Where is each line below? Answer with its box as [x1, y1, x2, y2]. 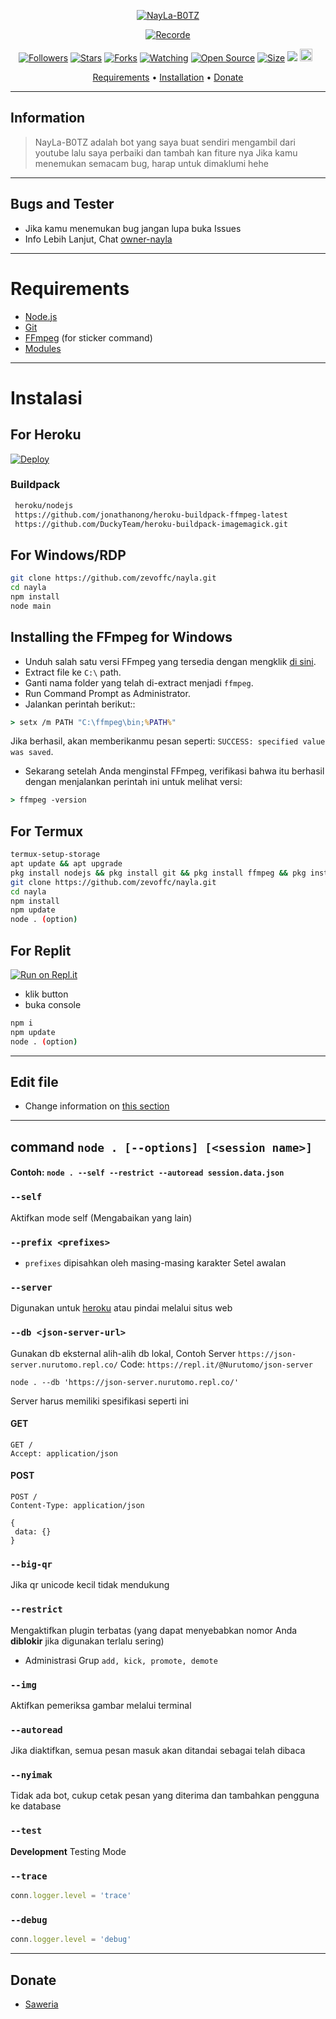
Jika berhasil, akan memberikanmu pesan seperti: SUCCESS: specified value [10, 735, 326, 747]
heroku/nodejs [14, 500, 74, 510]
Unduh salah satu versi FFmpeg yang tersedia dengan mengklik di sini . [24, 655, 317, 667]
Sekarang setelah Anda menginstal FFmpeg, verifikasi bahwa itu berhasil [24, 765, 325, 777]
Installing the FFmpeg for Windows [10, 629, 233, 646]
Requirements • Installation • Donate [92, 71, 244, 83]
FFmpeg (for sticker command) [24, 331, 153, 344]
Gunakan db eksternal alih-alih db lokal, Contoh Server [10, 1347, 237, 1359]
